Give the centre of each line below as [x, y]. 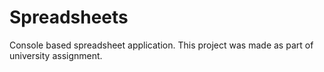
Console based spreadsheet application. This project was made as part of [161, 45]
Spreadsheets [69, 17]
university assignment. [56, 55]
